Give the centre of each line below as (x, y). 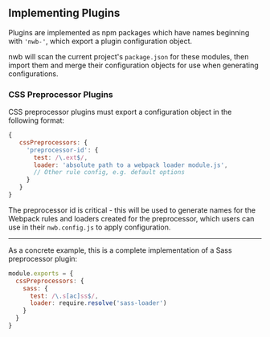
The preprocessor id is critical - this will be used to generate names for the (132, 210)
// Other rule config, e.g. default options (109, 173)
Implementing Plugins (64, 13)
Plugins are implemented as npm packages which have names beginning (129, 32)
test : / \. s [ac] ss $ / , (64, 296)
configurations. (33, 73)
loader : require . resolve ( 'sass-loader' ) (98, 303)
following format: (37, 120)
